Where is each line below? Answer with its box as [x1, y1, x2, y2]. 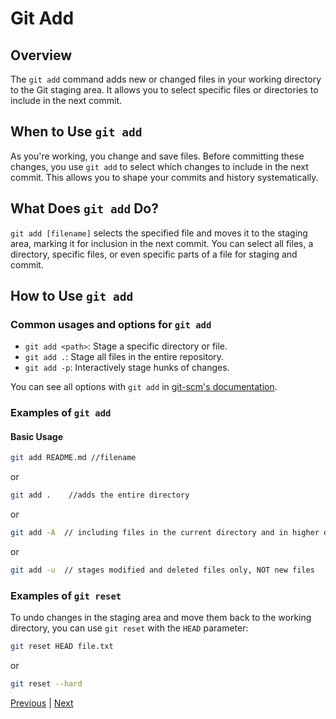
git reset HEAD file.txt [10, 642, 114, 652]
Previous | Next [10, 697, 74, 709]
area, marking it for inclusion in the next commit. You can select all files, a [10, 237, 314, 249]
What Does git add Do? [10, 200, 159, 217]
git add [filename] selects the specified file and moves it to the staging [10, 227, 308, 239]
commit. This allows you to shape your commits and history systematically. [10, 171, 319, 183]
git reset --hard [10, 679, 83, 689]
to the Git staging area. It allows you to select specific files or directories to [10, 84, 319, 96]
